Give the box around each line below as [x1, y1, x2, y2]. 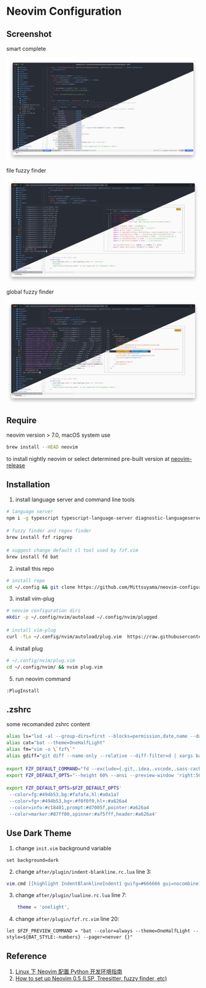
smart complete [6, 45, 46, 52]
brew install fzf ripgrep [6, 535, 72, 541]
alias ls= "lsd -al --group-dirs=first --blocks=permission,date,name [6, 733, 188, 740]
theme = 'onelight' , [17, 904, 70, 911]
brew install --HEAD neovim [6, 444, 78, 450]
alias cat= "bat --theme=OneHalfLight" [6, 740, 105, 746]
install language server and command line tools [15, 496, 135, 503]
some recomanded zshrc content [6, 721, 90, 728]
